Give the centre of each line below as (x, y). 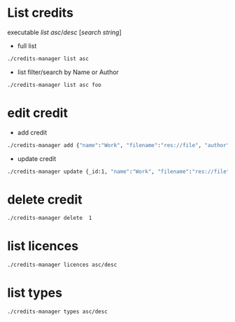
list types (35, 293)
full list (27, 45)
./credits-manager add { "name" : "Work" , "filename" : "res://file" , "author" (119, 145)
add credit (32, 132)
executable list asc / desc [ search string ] (65, 32)
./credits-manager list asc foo (54, 85)
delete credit (45, 199)
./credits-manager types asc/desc (58, 311)
